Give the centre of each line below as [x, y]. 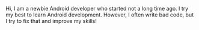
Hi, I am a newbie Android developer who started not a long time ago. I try [97, 9]
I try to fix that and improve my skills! [51, 21]
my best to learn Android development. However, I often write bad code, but [99, 15]
